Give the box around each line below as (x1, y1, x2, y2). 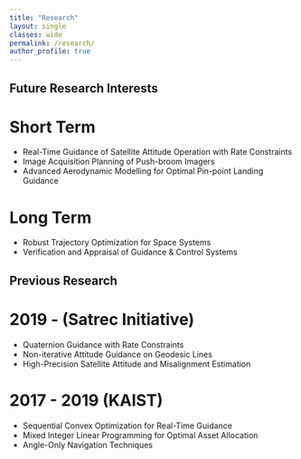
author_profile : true (9, 47, 91, 56)
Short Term (9, 117, 97, 137)
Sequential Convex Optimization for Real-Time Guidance (22, 420, 233, 431)
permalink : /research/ (9, 38, 95, 48)
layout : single (9, 22, 67, 31)
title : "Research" (9, 13, 79, 23)
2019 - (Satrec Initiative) (9, 309, 195, 330)
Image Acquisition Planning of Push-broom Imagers (22, 156, 215, 167)
